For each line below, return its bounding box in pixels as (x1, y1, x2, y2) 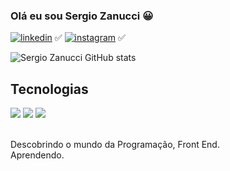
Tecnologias (10, 80, 89, 98)
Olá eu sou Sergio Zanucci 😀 (10, 9, 154, 23)
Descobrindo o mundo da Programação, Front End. (10, 139, 220, 151)
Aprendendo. (10, 149, 65, 161)
